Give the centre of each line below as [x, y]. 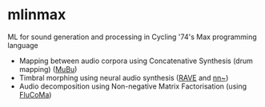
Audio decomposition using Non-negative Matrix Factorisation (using [133, 86]
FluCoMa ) [35, 94]
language [23, 45]
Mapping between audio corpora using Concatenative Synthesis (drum [136, 61]
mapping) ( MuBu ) [48, 69]
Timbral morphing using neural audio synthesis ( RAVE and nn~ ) [124, 77]
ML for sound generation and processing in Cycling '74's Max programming [132, 37]
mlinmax [37, 15]
